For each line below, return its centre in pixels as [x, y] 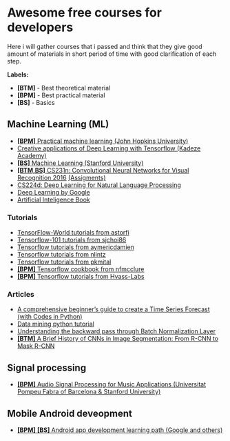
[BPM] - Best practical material [61, 95]
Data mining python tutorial [55, 324]
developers [40, 27]
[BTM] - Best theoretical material [64, 88]
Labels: [18, 75]
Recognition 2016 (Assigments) [61, 177]
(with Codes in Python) [50, 317]
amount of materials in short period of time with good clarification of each [112, 54]
